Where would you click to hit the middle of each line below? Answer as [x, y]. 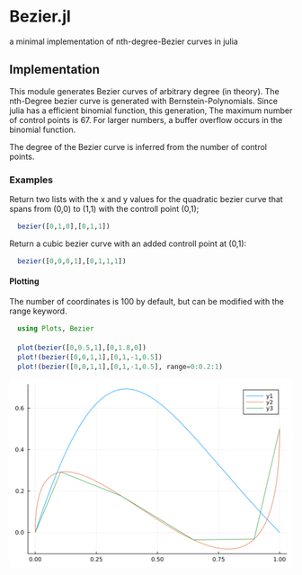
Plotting [24, 281]
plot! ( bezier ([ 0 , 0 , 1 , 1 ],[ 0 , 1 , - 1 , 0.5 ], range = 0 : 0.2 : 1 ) [120, 367]
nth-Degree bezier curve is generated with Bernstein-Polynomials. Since [144, 101]
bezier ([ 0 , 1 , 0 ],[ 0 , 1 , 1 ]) [64, 226]
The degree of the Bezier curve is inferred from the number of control [138, 146]
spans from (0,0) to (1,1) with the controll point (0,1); [104, 209]
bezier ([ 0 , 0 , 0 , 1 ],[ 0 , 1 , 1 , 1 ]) [72, 261]
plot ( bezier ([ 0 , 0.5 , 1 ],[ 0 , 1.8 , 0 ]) [82, 348]
